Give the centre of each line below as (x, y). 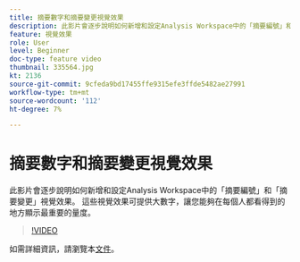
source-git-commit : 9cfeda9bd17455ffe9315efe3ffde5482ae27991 (127, 84)
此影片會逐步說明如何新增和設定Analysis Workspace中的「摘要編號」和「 (144, 190)
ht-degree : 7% (36, 109)
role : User (29, 42)
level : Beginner (39, 51)
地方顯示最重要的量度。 (52, 213)
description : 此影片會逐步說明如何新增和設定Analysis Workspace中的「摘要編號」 (148, 26)
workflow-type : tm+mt (50, 92)
